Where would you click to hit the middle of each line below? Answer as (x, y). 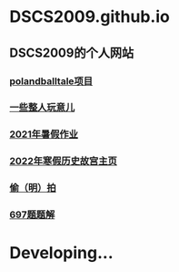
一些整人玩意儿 (42, 108)
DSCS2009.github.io (89, 17)
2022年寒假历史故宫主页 (64, 162)
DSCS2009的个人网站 (72, 52)
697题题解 (32, 214)
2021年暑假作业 (44, 134)
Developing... (61, 253)
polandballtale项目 (51, 81)
